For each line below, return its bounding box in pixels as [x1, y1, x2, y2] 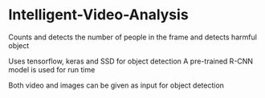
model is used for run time [8, 64, 96, 74]
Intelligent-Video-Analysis [8, 6, 189, 24]
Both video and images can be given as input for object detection [8, 80, 225, 90]
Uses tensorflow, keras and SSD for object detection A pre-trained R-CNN [8, 56, 254, 66]
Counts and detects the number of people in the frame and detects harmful [8, 32, 257, 42]
